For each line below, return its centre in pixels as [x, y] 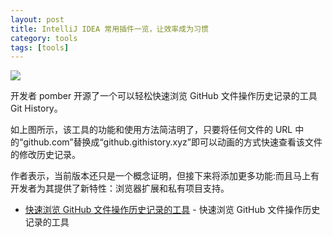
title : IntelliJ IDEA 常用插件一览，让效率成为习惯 [109, 29]
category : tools [44, 38]
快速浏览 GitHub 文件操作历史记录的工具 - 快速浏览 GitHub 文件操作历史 [172, 210]
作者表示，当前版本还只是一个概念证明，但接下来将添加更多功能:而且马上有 [165, 176]
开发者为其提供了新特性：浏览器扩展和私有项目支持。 [120, 188]
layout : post [37, 19]
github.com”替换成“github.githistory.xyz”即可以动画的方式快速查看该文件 [173, 142]
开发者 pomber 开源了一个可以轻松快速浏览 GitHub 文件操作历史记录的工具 [164, 96]
